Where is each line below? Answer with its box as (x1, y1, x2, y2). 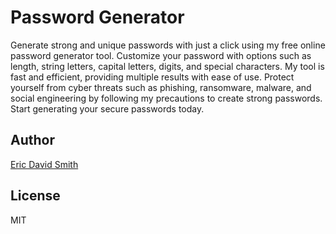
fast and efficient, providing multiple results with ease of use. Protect (10, 71, 295, 83)
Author (10, 132, 55, 149)
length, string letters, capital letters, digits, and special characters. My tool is (10, 60, 325, 72)
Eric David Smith (10, 158, 79, 170)
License (10, 187, 61, 205)
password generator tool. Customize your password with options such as (10, 49, 312, 61)
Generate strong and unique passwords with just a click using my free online (10, 39, 326, 51)
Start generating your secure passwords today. (10, 102, 205, 115)
